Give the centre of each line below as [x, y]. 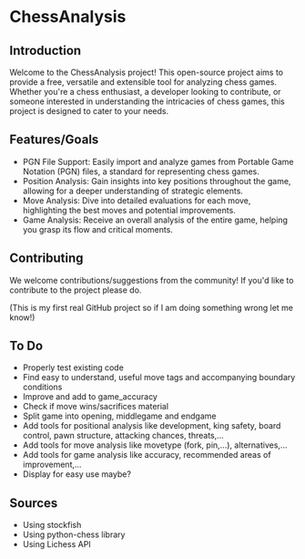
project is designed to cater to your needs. [89, 111]
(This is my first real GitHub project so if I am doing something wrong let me [152, 307]
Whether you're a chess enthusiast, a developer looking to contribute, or [145, 92]
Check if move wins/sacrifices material [96, 407]
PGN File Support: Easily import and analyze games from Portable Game [158, 161]
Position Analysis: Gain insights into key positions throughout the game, [157, 181]
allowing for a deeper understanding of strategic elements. [133, 191]
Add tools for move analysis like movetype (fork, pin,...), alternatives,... [155, 445]
